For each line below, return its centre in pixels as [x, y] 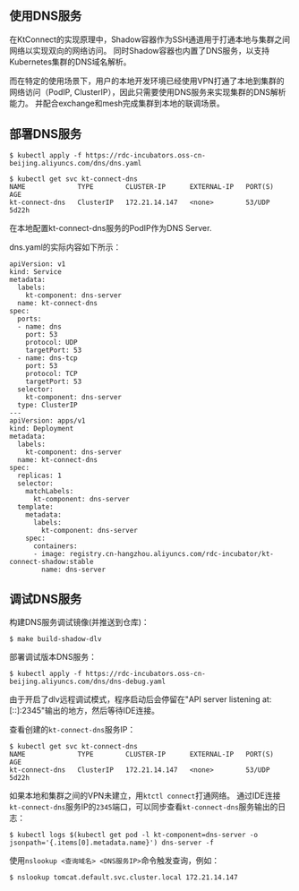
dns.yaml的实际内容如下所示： [65, 247]
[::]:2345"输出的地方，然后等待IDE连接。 [84, 711]
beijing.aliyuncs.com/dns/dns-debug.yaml [88, 682]
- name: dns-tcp [47, 358]
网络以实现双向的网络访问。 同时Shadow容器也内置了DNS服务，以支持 [140, 50]
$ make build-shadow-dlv [56, 639]
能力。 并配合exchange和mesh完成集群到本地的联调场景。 [117, 103]
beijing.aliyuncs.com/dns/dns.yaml [76, 163]
